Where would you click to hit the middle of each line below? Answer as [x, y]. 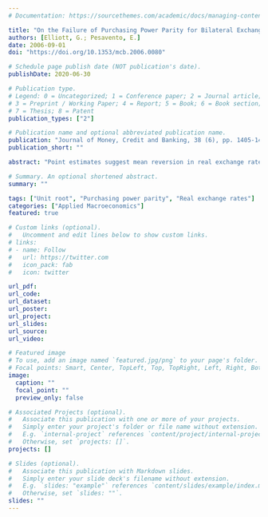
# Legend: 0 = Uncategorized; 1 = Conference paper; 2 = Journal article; [135, 96]
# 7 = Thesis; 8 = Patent [51, 111]
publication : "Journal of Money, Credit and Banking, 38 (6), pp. [121, 141]
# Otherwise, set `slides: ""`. [66, 493]
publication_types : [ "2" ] [51, 118]
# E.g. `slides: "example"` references [78, 486]
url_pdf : [23, 287]
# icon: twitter [39, 272]
